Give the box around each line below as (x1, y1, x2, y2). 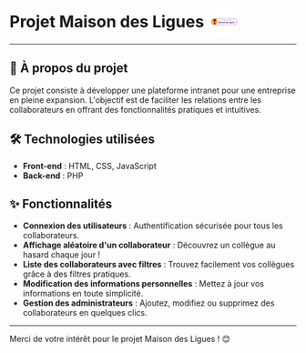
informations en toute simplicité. (22, 288, 144, 299)
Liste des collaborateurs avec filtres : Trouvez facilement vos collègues (22, 259, 295, 270)
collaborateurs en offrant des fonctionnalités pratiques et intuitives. (9, 104, 261, 115)
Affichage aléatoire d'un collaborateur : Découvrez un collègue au (22, 239, 276, 251)
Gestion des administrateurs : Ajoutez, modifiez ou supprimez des (22, 298, 275, 308)
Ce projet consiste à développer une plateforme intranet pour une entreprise (9, 85, 296, 96)
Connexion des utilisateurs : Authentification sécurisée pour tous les (22, 220, 284, 231)
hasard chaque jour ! (22, 249, 101, 260)
